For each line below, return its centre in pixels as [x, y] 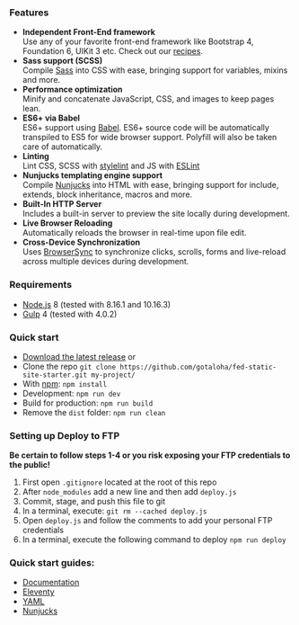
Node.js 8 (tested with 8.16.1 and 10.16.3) [97, 304]
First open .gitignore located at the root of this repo [119, 482]
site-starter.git [55, 375]
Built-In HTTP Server [62, 204]
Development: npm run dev [71, 393]
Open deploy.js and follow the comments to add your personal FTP [147, 521]
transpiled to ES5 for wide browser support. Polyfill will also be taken [149, 138]
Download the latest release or [79, 356]
